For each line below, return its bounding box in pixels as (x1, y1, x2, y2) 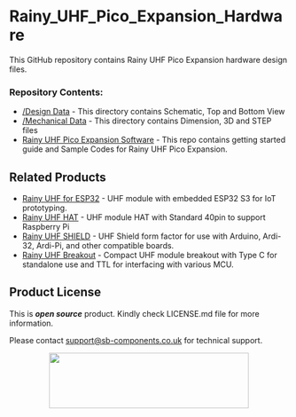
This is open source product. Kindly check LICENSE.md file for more (9, 308, 260, 319)
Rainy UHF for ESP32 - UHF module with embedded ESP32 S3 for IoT (21, 193, 277, 204)
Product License (9, 285, 102, 300)
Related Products (9, 169, 106, 185)
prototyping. (21, 202, 68, 214)
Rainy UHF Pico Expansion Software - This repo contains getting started (21, 135, 286, 146)
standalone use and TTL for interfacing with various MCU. (21, 259, 234, 270)
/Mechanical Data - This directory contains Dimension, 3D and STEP (21, 115, 272, 126)
